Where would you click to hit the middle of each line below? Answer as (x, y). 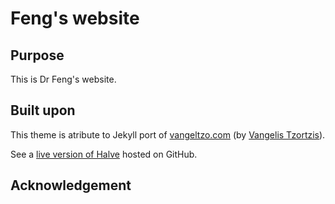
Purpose (37, 55)
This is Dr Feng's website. (63, 79)
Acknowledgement (71, 185)
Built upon (43, 110)
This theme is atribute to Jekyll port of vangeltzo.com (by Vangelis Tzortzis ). (168, 134)
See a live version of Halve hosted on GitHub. (104, 154)
